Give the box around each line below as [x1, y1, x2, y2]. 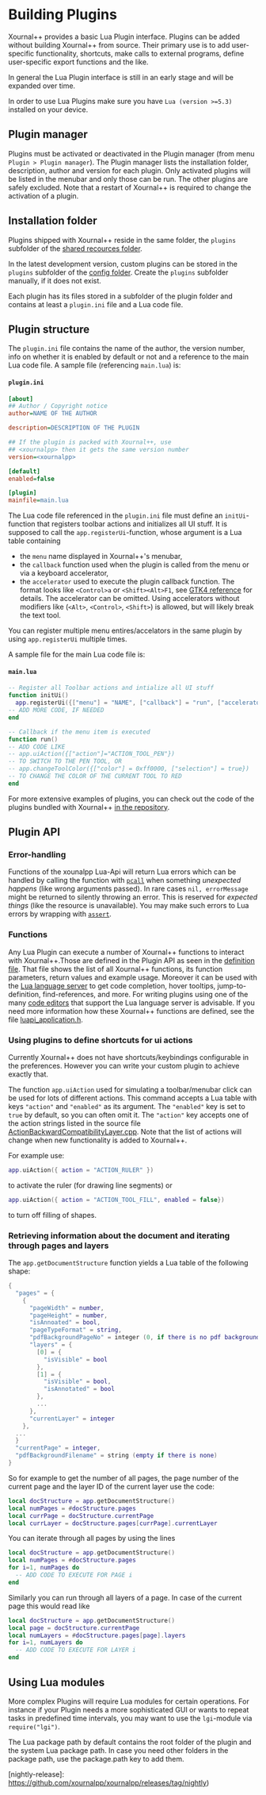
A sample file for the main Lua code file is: [8, 649, 146, 660]
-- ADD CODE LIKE [8, 742, 66, 751]
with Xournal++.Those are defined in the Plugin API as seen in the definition [8, 955, 255, 965]
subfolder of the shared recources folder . [8, 244, 142, 253]
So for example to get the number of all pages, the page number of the [8, 1473, 239, 1482]
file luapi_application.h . [8, 1015, 83, 1024]
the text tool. [19, 611, 62, 620]
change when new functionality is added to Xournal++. [8, 1135, 188, 1145]
